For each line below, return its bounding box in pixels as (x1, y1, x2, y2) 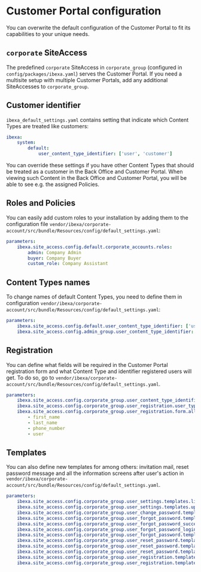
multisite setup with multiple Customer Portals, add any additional (6, 76, 168, 83)
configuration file (6, 220, 48, 227)
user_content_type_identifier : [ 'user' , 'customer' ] (38, 151, 172, 157)
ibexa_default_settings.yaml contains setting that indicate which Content (6, 116, 189, 124)
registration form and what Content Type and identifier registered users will (6, 368, 192, 375)
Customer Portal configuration (6, 4, 162, 18)
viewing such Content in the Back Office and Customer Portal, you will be (6, 174, 187, 182)
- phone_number (28, 425, 66, 431)
